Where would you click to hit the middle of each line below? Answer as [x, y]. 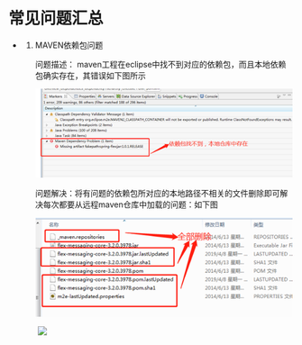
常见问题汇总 [56, 18]
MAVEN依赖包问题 [69, 45]
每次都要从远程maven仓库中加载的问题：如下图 [130, 204]
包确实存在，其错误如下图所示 [90, 75]
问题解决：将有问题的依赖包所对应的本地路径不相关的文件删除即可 [157, 194]
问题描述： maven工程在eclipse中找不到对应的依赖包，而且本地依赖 [160, 64]
